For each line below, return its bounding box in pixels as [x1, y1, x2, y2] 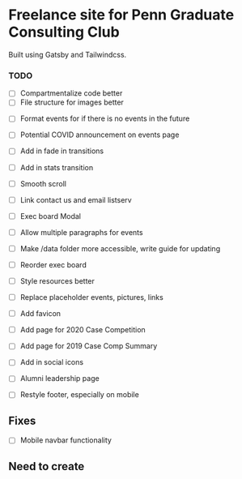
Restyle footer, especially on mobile [19, 390, 139, 400]
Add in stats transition [19, 162, 94, 172]
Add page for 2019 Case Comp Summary [19, 341, 158, 351]
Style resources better [19, 276, 96, 285]
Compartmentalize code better [19, 88, 123, 98]
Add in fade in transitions [19, 146, 104, 156]
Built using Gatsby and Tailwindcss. [8, 49, 127, 59]
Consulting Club [8, 23, 120, 41]
